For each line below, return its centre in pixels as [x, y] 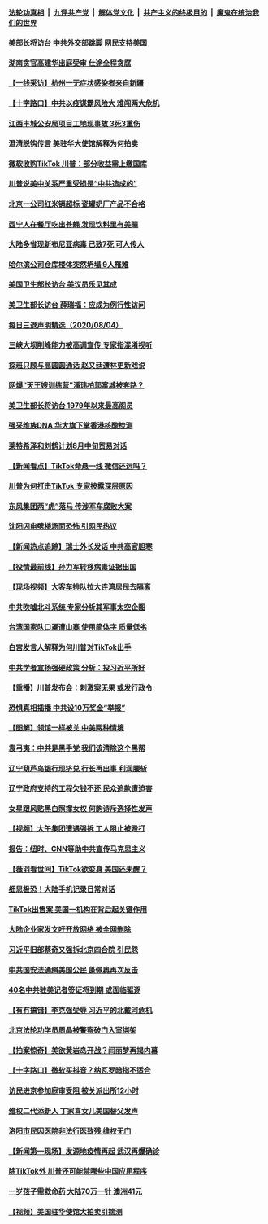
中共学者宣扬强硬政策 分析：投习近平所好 [77, 667]
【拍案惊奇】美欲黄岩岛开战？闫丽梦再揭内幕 [83, 1050]
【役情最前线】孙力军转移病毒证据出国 [72, 567]
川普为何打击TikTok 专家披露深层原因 [71, 486]
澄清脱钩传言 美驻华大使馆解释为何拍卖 [73, 143]
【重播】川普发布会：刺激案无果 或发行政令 [80, 687]
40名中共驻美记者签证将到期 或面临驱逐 [75, 990]
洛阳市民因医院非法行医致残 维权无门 [70, 1131]
